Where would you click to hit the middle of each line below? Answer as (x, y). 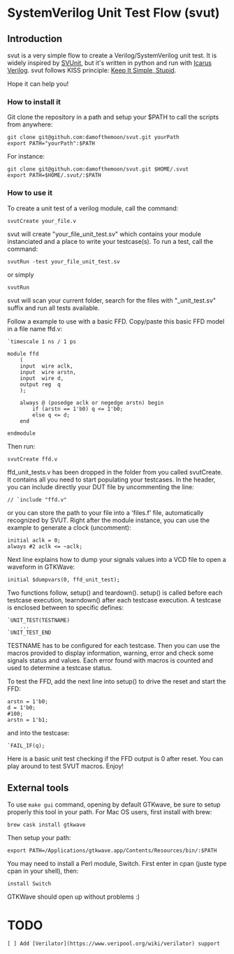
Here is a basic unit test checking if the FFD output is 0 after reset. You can (115, 758)
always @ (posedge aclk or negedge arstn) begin (92, 403)
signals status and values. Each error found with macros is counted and (110, 660)
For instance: (26, 157)
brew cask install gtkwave (46, 825)
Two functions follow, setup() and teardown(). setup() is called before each (115, 593)
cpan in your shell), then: (43, 871)
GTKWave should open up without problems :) (74, 897)
